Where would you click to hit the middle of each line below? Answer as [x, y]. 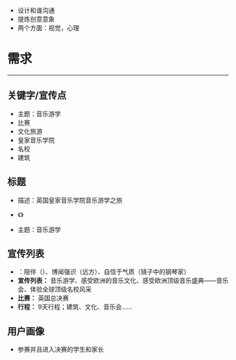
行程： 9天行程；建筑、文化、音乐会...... [75, 307]
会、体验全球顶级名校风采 [54, 289]
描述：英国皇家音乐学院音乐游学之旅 [70, 200]
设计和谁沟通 [36, 10]
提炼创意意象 [36, 19]
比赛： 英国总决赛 [43, 298]
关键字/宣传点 [37, 96]
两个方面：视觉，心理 [48, 28]
